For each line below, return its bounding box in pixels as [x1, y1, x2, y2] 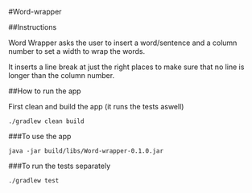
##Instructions [8, 23, 57, 31]
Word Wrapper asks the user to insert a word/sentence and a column [8, 38, 238, 47]
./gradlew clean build [8, 117, 85, 125]
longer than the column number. [8, 71, 115, 80]
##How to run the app [8, 86, 82, 96]
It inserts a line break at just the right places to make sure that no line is [8, 62, 245, 72]
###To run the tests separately [8, 161, 111, 170]
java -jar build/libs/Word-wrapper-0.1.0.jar [8, 147, 163, 155]
